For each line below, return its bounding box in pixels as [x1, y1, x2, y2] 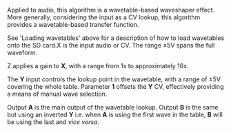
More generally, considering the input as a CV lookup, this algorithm [7, 13, 201, 21]
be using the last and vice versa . [7, 118, 100, 126]
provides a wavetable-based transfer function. [7, 21, 139, 28]
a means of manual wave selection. [7, 90, 108, 98]
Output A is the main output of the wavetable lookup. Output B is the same [7, 103, 219, 111]
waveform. [7, 48, 38, 57]
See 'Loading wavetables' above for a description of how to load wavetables [7, 34, 225, 42]
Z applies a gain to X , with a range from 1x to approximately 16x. [7, 62, 189, 70]
